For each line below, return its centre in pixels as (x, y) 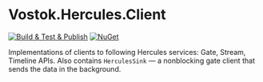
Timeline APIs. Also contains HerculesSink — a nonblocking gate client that (132, 61)
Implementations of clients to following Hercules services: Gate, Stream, (127, 52)
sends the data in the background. (65, 68)
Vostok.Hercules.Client (87, 15)
